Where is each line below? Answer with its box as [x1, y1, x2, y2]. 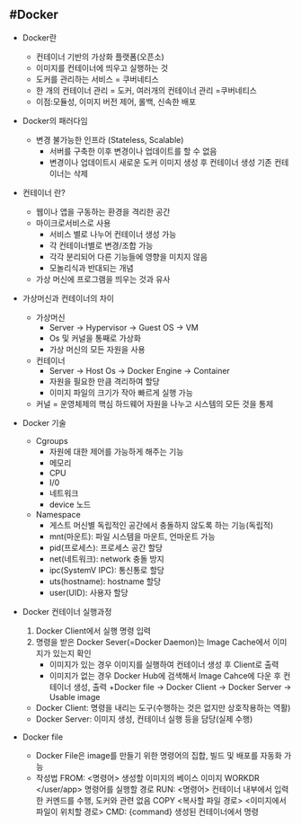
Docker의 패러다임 [22, 115, 88, 126]
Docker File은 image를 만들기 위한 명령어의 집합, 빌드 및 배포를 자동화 [35, 750, 283, 760]
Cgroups [35, 435, 69, 446]
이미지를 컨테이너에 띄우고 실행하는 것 [35, 62, 169, 73]
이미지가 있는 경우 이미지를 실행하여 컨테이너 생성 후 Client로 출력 [49, 659, 279, 670]
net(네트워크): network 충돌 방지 [49, 553, 164, 564]
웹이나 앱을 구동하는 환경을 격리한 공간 [35, 206, 171, 217]
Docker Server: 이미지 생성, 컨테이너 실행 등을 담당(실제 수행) [35, 714, 253, 724]
